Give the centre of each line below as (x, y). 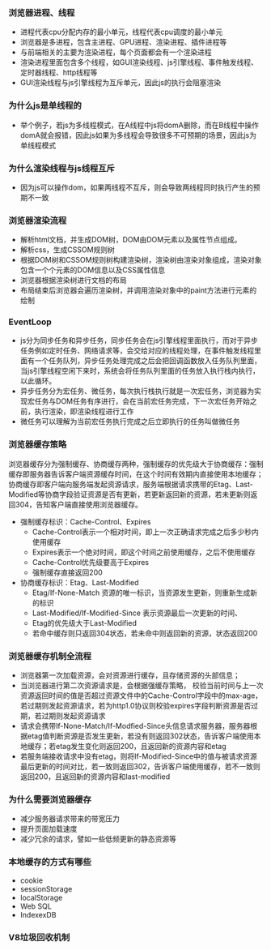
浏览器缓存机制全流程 (50, 656)
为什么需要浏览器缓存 (50, 800)
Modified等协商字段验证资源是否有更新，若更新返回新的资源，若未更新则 (129, 494)
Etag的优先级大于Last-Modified (85, 623)
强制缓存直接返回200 (67, 572)
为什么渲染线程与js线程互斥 (61, 168)
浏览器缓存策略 (38, 445)
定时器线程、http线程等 (59, 73)
